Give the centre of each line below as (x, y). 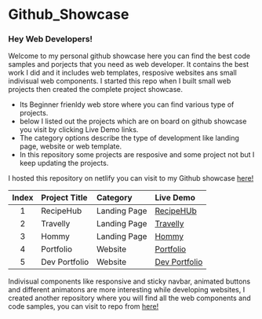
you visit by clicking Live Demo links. (79, 130)
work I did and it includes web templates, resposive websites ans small (122, 73)
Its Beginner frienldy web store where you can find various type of (127, 104)
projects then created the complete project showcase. (95, 90)
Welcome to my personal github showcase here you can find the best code (129, 56)
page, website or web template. (71, 146)
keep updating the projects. (64, 163)
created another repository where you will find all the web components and (129, 298)
